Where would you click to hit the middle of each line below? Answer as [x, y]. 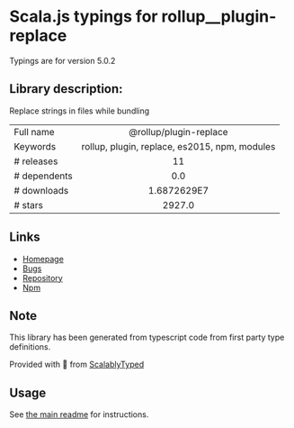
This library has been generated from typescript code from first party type [147, 337]
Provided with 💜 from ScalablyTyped [77, 364]
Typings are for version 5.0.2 [62, 60]
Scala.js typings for [84, 17]
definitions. [30, 347]
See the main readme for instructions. [79, 414]
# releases [36, 161]
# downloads [41, 190]
